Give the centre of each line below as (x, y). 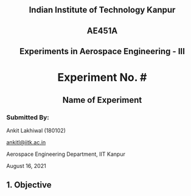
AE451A (102, 31)
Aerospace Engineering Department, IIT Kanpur (66, 154)
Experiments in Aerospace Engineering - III (102, 51)
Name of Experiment (102, 100)
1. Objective (29, 185)
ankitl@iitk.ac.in (26, 142)
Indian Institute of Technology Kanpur (102, 10)
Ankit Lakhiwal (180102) (36, 131)
